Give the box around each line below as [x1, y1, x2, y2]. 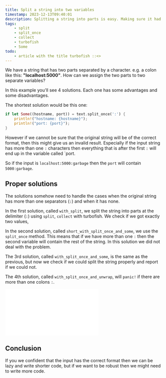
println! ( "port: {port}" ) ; [14, 121, 70, 126]
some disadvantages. [5, 92, 49, 98]
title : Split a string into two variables [5, 7, 94, 12]
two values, [5, 218, 29, 224]
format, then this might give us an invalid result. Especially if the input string [5, 140, 161, 146]
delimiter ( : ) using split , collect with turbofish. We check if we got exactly [5, 213, 160, 219]
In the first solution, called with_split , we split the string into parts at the [5, 208, 154, 214]
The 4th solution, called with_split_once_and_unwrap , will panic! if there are [5, 274, 160, 280]
